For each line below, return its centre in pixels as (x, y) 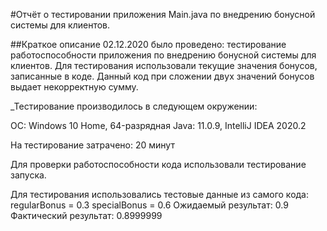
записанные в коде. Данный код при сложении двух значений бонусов (162, 76)
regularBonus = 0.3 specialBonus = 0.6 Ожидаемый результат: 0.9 (149, 205)
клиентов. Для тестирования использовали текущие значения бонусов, (164, 65)
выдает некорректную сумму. (74, 87)
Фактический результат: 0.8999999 (86, 215)
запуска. (28, 175)
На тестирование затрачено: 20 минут (92, 145)
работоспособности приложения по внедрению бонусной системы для (163, 55)
